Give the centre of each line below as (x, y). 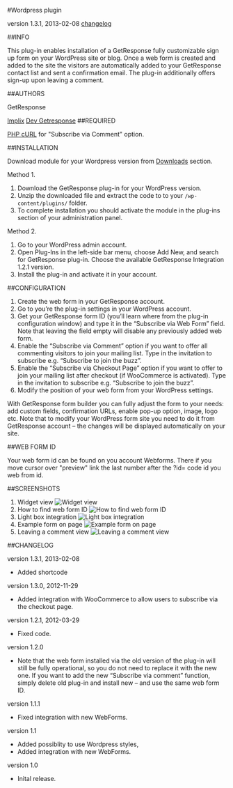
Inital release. (37, 779)
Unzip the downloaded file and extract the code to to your (100, 195)
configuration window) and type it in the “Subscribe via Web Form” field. (121, 324)
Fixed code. (34, 634)
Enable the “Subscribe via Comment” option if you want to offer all (112, 346)
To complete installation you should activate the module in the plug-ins (119, 210)
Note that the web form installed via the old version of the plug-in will (116, 660)
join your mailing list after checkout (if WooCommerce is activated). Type (121, 375)
